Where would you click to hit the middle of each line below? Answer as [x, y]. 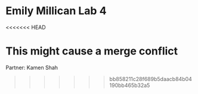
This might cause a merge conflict [92, 51]
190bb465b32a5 [130, 85]
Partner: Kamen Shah [32, 67]
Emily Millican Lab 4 [56, 11]
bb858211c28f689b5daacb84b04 [151, 79]
